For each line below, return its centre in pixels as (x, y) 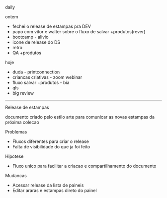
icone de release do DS (36, 42)
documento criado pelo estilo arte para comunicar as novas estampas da (80, 117)
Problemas (16, 132)
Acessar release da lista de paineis (48, 185)
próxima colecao (22, 122)
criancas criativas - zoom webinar (47, 77)
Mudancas (16, 175)
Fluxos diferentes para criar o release (51, 141)
